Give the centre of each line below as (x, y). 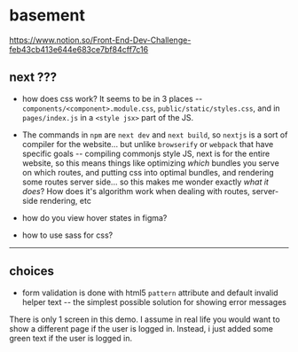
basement (47, 16)
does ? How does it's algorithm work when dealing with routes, (136, 191)
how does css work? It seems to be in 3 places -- (112, 98)
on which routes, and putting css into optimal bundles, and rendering (148, 172)
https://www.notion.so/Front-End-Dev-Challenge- (100, 40)
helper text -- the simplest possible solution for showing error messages (154, 301)
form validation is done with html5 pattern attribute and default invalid (150, 293)
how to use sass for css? (67, 235)
